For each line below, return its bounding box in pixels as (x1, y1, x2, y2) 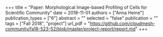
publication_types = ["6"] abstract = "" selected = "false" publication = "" (5, 15, 158, 21)
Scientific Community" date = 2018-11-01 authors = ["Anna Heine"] (5, 10, 144, 16)
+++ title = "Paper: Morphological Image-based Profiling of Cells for (5, 5, 147, 10)
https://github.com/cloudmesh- (90, 20, 155, 26)
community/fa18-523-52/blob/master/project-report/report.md (5, 26, 136, 32)
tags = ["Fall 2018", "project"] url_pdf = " (5, 20, 90, 26)
